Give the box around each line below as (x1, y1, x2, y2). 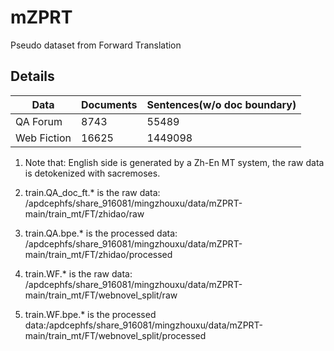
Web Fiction (15, 131, 72, 145)
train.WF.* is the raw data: (24, 267, 133, 280)
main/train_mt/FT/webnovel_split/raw (24, 289, 178, 301)
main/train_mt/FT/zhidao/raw (24, 207, 145, 220)
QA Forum (15, 114, 63, 128)
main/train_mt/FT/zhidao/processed (24, 248, 173, 260)
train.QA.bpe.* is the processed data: (24, 227, 178, 239)
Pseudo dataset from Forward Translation (10, 39, 182, 51)
